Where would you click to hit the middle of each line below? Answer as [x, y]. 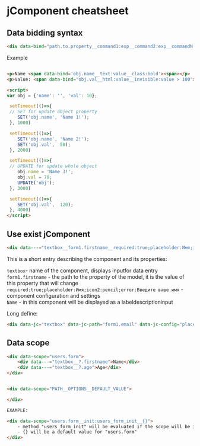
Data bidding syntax [45, 33]
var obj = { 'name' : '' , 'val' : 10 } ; [52, 95]
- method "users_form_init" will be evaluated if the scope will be [104, 426]
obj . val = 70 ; [35, 177]
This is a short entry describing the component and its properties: [87, 259]
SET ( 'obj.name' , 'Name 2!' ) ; [53, 139]
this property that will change [43, 283]
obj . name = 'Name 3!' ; [45, 172]
